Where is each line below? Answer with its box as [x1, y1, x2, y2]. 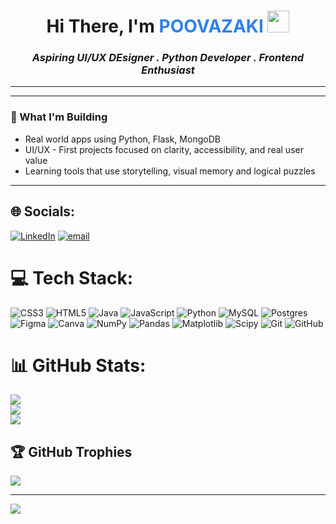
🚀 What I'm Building [10, 110, 108, 124]
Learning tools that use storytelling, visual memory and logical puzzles [24, 165, 316, 177]
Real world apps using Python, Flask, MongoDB [24, 133, 221, 145]
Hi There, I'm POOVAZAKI [46, 15, 264, 38]
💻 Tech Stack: [10, 266, 134, 289]
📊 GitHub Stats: [10, 354, 147, 377]
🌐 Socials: [10, 203, 76, 220]
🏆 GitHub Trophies [10, 443, 133, 460]
